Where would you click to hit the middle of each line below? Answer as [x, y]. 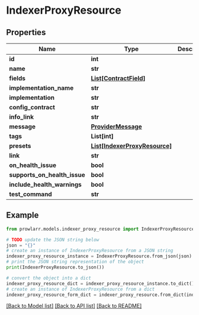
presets [20, 146]
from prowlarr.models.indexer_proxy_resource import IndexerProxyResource [100, 229]
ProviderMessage [116, 127]
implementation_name [41, 88]
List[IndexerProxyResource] [131, 146]
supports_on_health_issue [47, 175]
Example [23, 215]
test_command [31, 194]
